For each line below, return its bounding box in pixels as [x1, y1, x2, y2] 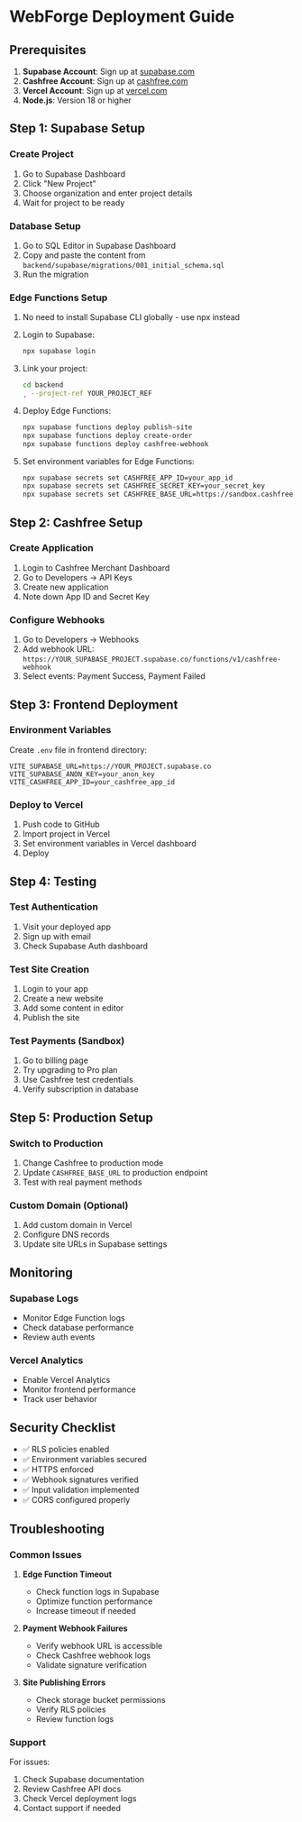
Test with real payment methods [22, 1177, 142, 1187]
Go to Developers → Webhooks [22, 634, 140, 645]
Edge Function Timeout [22, 1569, 113, 1579]
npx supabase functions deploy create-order [22, 431, 193, 440]
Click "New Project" [22, 178, 96, 188]
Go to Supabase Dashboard [22, 169, 126, 179]
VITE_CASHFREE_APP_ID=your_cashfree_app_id [9, 777, 176, 786]
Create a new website [22, 993, 104, 1004]
